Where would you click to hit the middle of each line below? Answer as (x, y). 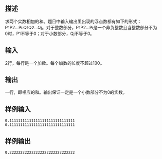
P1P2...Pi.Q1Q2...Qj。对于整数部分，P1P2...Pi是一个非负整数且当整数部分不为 (81, 27)
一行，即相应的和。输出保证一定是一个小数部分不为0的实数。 (66, 92)
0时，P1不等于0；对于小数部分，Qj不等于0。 (50, 34)
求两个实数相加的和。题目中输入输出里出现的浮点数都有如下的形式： (73, 21)
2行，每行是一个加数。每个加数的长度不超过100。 (55, 63)
